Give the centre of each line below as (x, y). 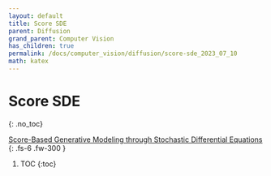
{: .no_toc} (26, 123)
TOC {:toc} (38, 164)
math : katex (28, 62)
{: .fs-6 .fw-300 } (37, 148)
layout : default (36, 16)
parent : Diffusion (39, 31)
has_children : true (41, 46)
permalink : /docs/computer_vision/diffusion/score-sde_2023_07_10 (123, 54)
